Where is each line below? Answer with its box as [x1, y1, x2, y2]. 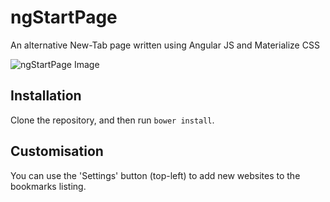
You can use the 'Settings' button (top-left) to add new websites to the [10, 169, 301, 181]
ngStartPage [10, 6, 118, 29]
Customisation [10, 143, 104, 160]
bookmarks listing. [10, 180, 87, 192]
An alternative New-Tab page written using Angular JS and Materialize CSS [10, 39, 320, 51]
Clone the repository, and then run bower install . [10, 114, 215, 126]
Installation [10, 87, 82, 105]
